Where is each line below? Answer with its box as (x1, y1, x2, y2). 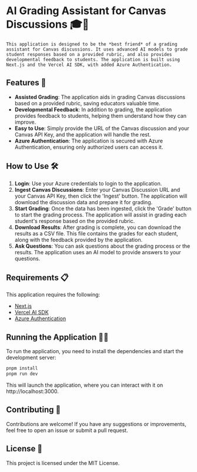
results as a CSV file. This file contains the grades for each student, (14, 230, 178, 237)
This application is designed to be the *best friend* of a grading (6, 41, 178, 47)
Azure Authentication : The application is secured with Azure (14, 137, 163, 144)
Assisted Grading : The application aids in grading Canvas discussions (14, 93, 186, 101)
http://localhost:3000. (6, 387, 59, 395)
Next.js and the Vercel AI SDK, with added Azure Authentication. (6, 62, 172, 68)
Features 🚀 (6, 78, 46, 88)
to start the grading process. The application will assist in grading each (14, 211, 187, 218)
